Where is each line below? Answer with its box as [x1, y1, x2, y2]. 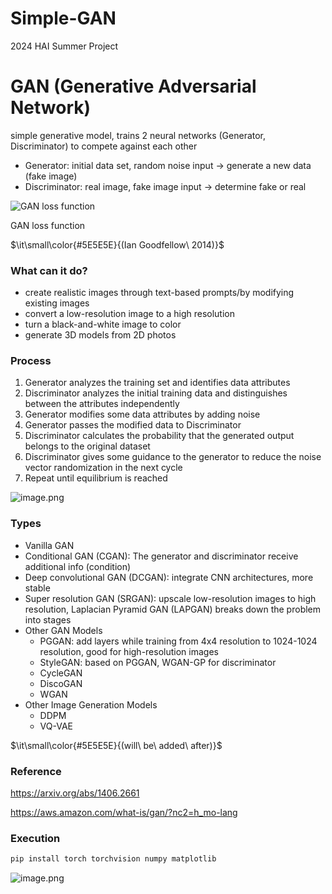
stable [24, 582, 51, 594]
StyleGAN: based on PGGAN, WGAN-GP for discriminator [39, 656, 277, 668]
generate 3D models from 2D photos [24, 329, 177, 341]
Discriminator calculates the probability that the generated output [24, 430, 295, 442]
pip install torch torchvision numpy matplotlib [10, 854, 217, 864]
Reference [10, 764, 62, 778]
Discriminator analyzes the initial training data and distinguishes [24, 387, 288, 399]
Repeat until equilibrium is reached [24, 472, 168, 484]
